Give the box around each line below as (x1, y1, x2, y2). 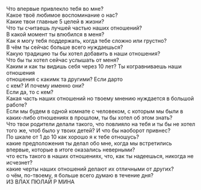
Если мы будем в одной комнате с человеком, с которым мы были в (6, 108, 184, 115)
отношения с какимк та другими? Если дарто (6, 75, 123, 83)
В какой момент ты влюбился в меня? (6, 31, 105, 38)
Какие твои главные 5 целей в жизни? (6, 18, 104, 25)
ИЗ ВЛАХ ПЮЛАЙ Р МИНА (6, 178, 75, 185)
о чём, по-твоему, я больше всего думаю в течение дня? (6, 172, 153, 179)
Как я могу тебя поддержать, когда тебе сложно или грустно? (6, 37, 167, 44)
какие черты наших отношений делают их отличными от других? (6, 165, 175, 173)
